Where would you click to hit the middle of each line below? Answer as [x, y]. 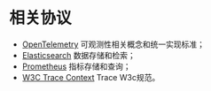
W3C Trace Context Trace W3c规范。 [91, 77]
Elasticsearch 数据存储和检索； [78, 55]
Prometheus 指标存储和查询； [76, 66]
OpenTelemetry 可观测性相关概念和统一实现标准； [113, 44]
